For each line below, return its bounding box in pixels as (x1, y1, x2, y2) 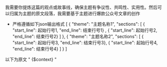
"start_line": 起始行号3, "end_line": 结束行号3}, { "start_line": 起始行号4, (12, 40, 158, 46)
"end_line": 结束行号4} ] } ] (12, 46, 67, 52)
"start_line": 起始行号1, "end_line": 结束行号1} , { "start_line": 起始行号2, (12, 27, 158, 33)
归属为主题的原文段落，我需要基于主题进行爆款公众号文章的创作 (9, 10, 140, 16)
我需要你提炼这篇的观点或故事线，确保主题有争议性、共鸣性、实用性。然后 (5, 4, 158, 10)
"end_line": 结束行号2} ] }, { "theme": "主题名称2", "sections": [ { (12, 34, 144, 39)
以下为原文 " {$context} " (5, 57, 57, 62)
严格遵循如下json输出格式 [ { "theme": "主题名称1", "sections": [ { (12, 21, 145, 27)
